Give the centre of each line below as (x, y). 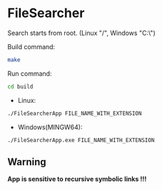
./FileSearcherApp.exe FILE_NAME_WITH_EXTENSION (81, 140)
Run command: (30, 74)
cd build (20, 86)
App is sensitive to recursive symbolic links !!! (77, 179)
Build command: (31, 46)
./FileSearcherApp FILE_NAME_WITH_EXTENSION (75, 113)
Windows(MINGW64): (50, 127)
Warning (27, 162)
